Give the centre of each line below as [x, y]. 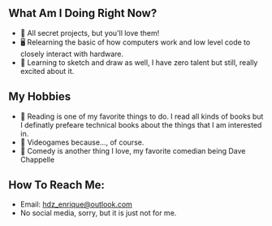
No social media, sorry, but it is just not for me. [98, 213]
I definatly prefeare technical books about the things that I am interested [141, 124]
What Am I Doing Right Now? [83, 13]
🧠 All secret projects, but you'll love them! [90, 33]
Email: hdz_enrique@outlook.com [76, 204]
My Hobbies [40, 97]
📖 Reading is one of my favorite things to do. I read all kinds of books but [142, 116]
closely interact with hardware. [72, 54]
